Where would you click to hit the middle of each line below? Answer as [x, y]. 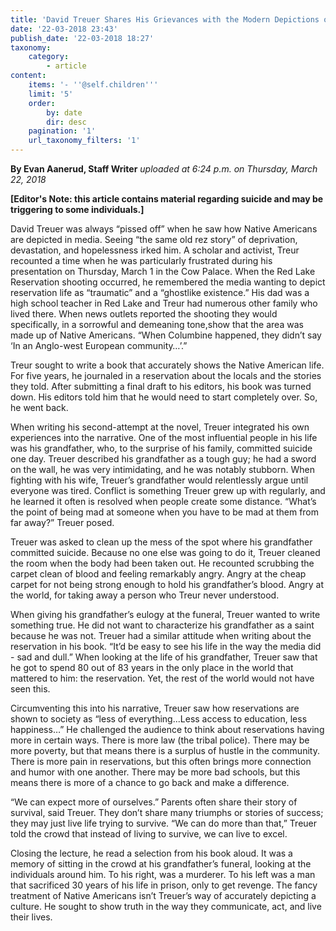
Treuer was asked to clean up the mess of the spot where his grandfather [161, 542]
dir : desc [66, 122]
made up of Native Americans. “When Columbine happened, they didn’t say [166, 335]
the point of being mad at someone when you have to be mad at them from [165, 512]
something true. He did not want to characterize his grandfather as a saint [162, 625]
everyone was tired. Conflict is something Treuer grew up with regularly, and [168, 490]
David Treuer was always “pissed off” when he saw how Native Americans [164, 229]
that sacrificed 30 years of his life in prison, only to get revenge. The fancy [164, 885]
